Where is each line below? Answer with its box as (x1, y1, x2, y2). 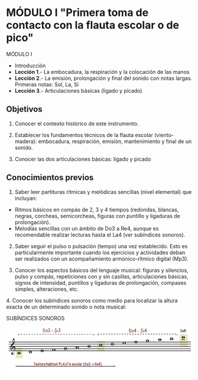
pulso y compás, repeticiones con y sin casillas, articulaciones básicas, (14, 272, 189, 280)
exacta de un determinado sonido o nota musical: (6, 303, 127, 310)
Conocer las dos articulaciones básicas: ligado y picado (14, 155, 151, 163)
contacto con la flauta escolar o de (6, 18, 179, 32)
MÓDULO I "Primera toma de (6, 6, 149, 20)
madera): (14, 138, 37, 145)
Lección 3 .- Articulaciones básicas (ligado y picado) (14, 87, 143, 94)
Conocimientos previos (6, 173, 94, 183)
